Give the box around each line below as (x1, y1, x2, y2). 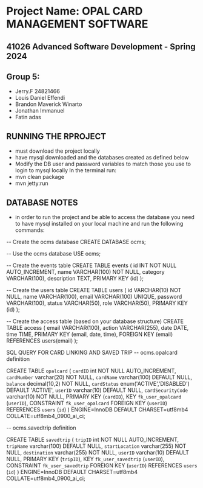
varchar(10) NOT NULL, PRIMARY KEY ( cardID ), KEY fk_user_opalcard (6, 393, 182, 400)
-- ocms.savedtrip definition (6, 424, 76, 431)
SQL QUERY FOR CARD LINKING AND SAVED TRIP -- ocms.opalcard (6, 349, 178, 357)
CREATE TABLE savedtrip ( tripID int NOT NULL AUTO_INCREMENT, (6, 436, 179, 444)
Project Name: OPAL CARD (6, 4, 143, 18)
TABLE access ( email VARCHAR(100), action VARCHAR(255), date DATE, (6, 324, 189, 332)
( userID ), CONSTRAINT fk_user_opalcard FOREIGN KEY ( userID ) (6, 400, 168, 407)
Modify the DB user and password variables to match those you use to (15, 160, 191, 168)
